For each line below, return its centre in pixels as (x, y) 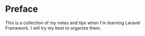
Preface (22, 9)
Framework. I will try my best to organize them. (53, 28)
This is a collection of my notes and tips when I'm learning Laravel (73, 23)
